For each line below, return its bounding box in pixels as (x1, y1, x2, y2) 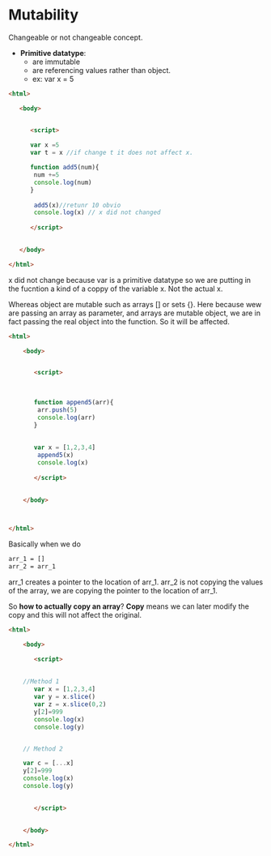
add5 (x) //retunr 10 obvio (33, 201, 121, 209)
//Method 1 (23, 678, 60, 686)
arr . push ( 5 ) (37, 405, 78, 414)
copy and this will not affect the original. (8, 610, 142, 620)
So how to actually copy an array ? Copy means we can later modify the (8, 601, 249, 611)
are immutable (32, 57, 81, 66)
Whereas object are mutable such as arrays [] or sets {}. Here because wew (8, 299, 262, 309)
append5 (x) (37, 452, 74, 460)
